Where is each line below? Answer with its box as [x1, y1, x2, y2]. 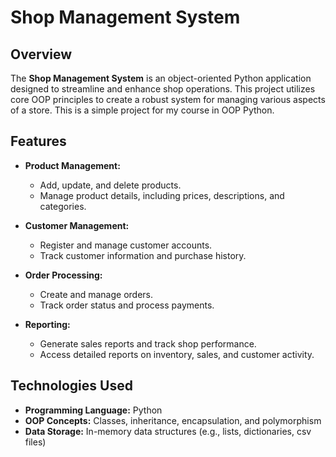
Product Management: [24, 159, 121, 171]
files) [24, 436, 47, 448]
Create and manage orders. [39, 288, 154, 300]
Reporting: [24, 318, 71, 330]
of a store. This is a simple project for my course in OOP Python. [10, 104, 275, 116]
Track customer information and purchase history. [39, 249, 247, 261]
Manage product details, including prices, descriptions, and [39, 189, 285, 201]
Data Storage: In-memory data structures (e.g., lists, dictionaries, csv [24, 425, 312, 437]
